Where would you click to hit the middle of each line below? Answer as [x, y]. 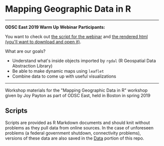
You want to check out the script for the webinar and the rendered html [76, 36]
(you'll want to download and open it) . [43, 42]
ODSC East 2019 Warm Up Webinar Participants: [55, 27]
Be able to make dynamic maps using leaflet [58, 71]
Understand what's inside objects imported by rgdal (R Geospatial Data [84, 61]
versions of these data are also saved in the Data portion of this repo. [75, 138]
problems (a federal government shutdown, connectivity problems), [73, 133]
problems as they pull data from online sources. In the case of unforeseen [79, 127]
